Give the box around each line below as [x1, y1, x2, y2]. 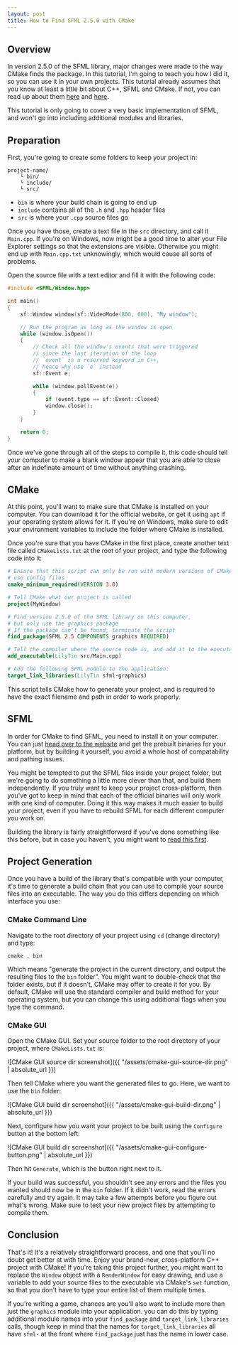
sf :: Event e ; [33, 370, 72, 377]
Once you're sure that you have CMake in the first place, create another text [7, 539, 229, 547]
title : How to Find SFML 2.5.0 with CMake [7, 17, 135, 24]
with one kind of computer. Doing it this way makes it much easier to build [7, 798, 223, 807]
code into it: [7, 554, 42, 562]
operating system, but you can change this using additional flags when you [7, 995, 227, 1003]
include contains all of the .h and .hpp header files [17, 205, 166, 214]
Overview [7, 43, 52, 55]
